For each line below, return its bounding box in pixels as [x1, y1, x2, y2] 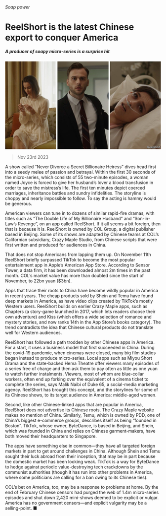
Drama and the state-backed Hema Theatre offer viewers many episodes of [5, 360, 160, 367]
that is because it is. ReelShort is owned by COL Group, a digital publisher [5, 226, 156, 232]
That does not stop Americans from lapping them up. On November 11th [5, 252, 151, 258]
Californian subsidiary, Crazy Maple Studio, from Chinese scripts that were [5, 237, 157, 243]
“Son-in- [132, 216, 151, 222]
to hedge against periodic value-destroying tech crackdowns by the [5, 464, 143, 470]
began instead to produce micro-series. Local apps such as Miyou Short [5, 355, 152, 361]
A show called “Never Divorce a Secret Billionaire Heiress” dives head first [5, 164, 157, 170]
